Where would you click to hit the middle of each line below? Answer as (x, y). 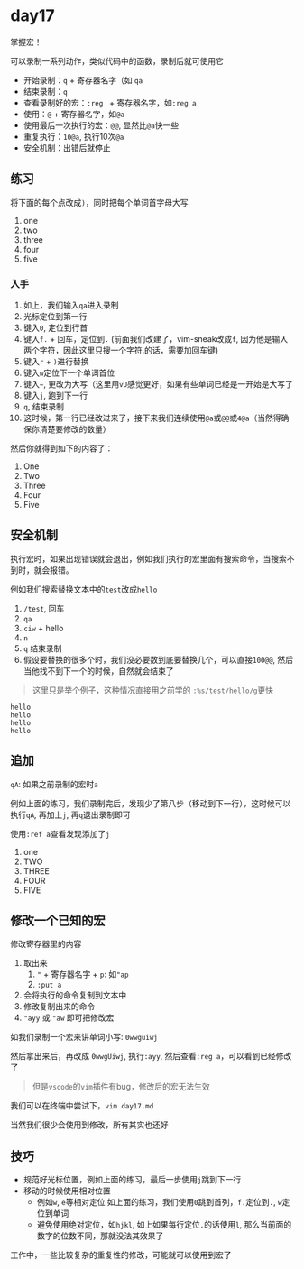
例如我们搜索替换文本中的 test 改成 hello (84, 589)
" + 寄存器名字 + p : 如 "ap (83, 974)
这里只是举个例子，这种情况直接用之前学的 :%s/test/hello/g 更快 (153, 690)
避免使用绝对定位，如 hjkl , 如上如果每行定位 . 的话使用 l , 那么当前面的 (164, 1225)
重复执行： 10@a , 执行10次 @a (74, 136)
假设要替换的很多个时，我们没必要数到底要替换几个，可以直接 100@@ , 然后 (158, 659)
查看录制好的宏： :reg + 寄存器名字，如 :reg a (110, 102)
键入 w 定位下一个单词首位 (69, 373)
